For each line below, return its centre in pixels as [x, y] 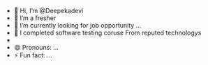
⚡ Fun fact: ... [33, 55]
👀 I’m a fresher [35, 18]
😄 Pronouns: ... [36, 47]
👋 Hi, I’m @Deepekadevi [49, 11]
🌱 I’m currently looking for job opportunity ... [77, 25]
